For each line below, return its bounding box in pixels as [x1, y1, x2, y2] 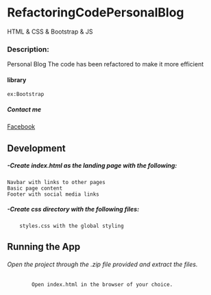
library [7, 75, 27, 84]
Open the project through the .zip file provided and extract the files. [7, 260, 198, 268]
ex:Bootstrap [7, 91, 45, 98]
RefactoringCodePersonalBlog [7, 5, 184, 21]
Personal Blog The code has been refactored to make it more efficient [7, 60, 204, 68]
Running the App [7, 241, 81, 253]
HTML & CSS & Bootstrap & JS [7, 27, 93, 36]
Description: [7, 44, 49, 54]
